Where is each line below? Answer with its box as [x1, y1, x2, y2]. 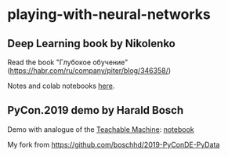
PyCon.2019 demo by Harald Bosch [7, 104, 184, 117]
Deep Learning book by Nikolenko [7, 37, 176, 50]
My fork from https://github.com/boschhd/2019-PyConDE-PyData [7, 140, 220, 149]
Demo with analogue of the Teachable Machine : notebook [7, 124, 194, 134]
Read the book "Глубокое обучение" [7, 57, 128, 67]
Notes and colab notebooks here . [7, 81, 115, 90]
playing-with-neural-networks [7, 5, 211, 24]
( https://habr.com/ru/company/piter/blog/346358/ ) [7, 66, 172, 75]
